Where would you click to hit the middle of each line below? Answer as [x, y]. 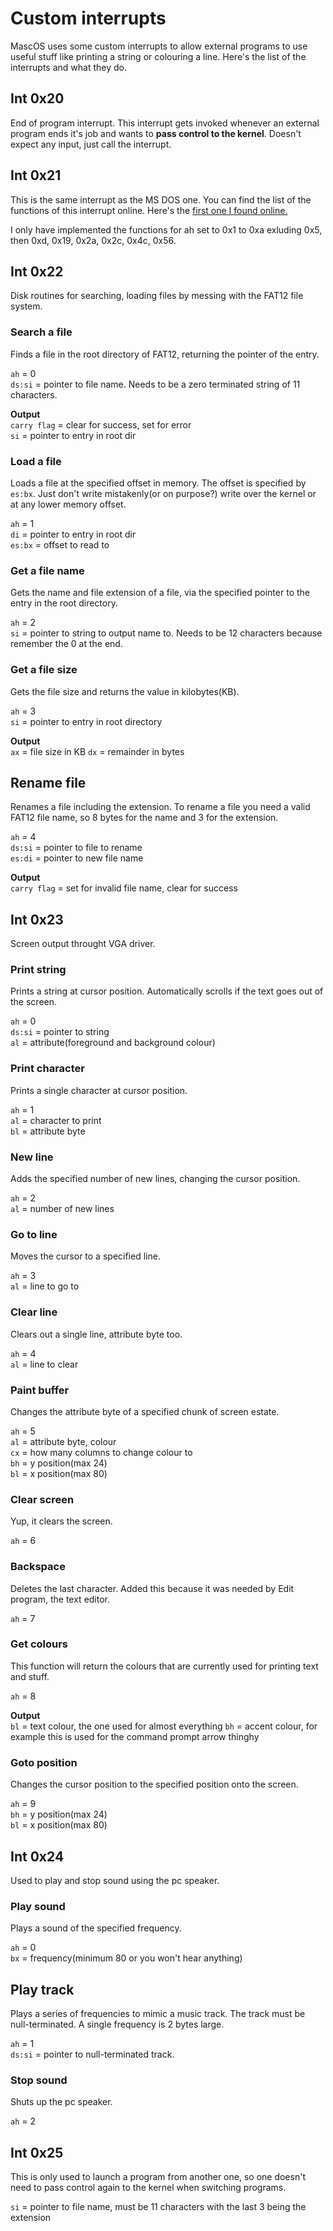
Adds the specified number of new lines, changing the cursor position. [155, 1179]
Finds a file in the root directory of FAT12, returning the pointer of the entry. [165, 354]
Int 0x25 [37, 2152]
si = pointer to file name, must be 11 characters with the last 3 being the [158, 2207]
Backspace [38, 1567]
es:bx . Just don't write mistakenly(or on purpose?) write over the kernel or [163, 493]
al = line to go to [45, 1286]
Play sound [38, 1906]
